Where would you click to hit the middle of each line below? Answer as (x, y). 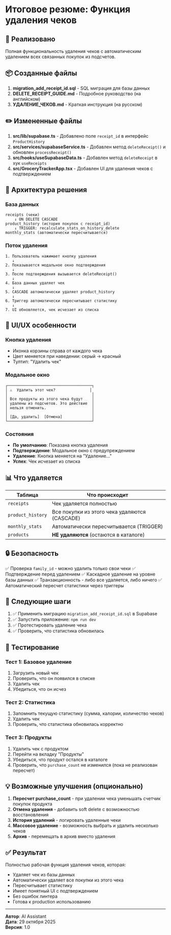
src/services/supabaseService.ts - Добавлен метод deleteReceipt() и (89, 147)
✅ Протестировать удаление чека (50, 625)
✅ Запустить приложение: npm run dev (54, 619)
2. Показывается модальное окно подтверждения (55, 265)
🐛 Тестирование (32, 647)
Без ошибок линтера (35, 896)
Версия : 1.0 (18, 927)
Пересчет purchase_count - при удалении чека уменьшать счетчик (87, 798)
